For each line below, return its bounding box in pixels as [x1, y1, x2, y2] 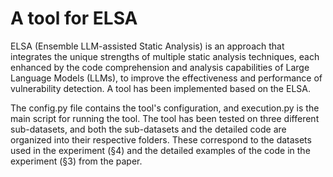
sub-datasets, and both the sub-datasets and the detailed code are [10, 123, 287, 135]
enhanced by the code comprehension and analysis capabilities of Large [10, 61, 310, 73]
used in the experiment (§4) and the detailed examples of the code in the [10, 144, 311, 156]
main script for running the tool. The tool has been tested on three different [10, 112, 320, 124]
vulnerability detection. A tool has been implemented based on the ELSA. [10, 82, 311, 94]
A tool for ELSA [10, 7, 138, 30]
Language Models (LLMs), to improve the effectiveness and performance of [10, 72, 323, 84]
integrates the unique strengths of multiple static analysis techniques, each [10, 50, 320, 62]
